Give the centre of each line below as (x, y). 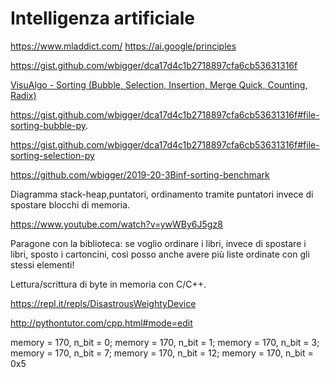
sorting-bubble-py (48, 125)
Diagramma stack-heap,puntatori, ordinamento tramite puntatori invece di (162, 194)
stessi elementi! (42, 264)
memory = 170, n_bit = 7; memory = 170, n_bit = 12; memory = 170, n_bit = (162, 353)
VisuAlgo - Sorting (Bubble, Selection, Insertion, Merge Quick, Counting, (159, 84)
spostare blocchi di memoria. (70, 204)
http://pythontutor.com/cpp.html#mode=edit (101, 323)
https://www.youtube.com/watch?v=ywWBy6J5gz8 (116, 224)
